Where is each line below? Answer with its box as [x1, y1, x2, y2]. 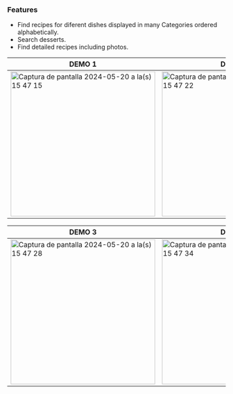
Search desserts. [17, 36, 67, 44]
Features [7, 5, 38, 15]
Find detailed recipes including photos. [17, 43, 129, 52]
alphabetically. [17, 28, 59, 36]
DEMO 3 [69, 228, 97, 237]
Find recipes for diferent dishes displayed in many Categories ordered [17, 21, 217, 29]
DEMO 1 [69, 59, 97, 69]
